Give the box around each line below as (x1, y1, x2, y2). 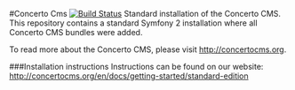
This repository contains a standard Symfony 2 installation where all (9, 18, 258, 28)
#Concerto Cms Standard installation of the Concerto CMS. (9, 9, 282, 19)
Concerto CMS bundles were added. (9, 27, 143, 37)
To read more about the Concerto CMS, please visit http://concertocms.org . (9, 44, 287, 55)
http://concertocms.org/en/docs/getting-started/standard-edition (9, 71, 249, 81)
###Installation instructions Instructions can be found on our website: (9, 62, 264, 71)
